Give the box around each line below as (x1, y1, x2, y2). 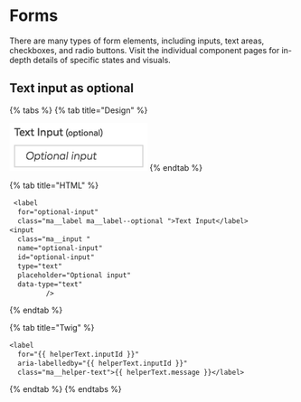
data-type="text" (17, 279, 83, 289)
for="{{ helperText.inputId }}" (17, 350, 140, 359)
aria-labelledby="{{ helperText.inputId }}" (17, 359, 188, 368)
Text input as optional (9, 80, 134, 96)
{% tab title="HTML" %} (9, 180, 99, 191)
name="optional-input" (17, 243, 103, 253)
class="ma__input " (17, 234, 91, 244)
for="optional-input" (17, 207, 99, 217)
